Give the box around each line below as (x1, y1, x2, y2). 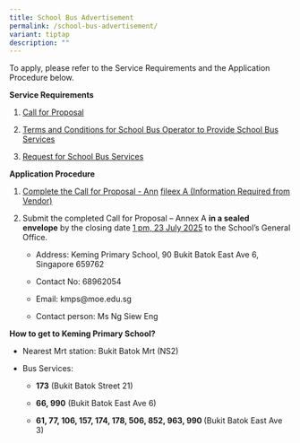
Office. (21, 232, 47, 243)
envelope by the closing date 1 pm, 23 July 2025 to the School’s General (21, 222, 291, 233)
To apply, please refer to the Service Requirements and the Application (9, 63, 270, 74)
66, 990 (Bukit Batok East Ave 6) (35, 398, 157, 409)
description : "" (9, 38, 70, 48)
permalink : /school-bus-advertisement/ (9, 22, 159, 30)
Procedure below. (9, 73, 74, 83)
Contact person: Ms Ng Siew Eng (35, 311, 159, 322)
